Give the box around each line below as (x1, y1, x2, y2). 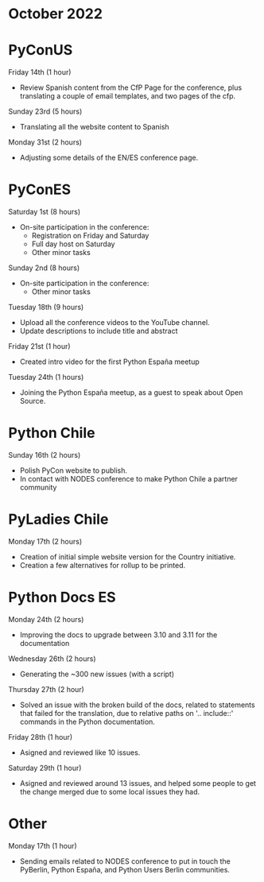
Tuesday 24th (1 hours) (8, 373, 84, 382)
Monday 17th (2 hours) (8, 536, 83, 546)
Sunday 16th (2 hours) (8, 451, 81, 459)
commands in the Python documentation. (19, 717, 155, 726)
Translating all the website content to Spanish (19, 122, 169, 132)
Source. (19, 397, 46, 406)
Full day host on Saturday (31, 239, 115, 249)
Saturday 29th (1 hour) (8, 763, 82, 772)
